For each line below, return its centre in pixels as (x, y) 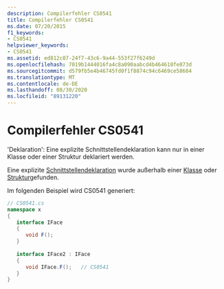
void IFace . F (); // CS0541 (67, 267)
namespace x (24, 209)
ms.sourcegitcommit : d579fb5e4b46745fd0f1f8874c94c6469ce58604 (100, 71)
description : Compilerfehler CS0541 (59, 13)
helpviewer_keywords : (38, 45)
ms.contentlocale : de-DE (43, 84)
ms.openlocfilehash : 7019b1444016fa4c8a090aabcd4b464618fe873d (100, 65)
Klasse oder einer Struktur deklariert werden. (71, 157)
